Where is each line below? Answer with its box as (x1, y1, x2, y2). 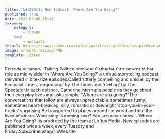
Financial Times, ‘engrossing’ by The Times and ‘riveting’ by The (5, 82, 136, 88)
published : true (5, 12, 38, 17)
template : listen (5, 52, 41, 58)
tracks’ (5, 108, 19, 114)
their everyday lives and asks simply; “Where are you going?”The (5, 92, 137, 98)
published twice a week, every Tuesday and (5, 123, 94, 129)
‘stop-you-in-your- (117, 102, 155, 108)
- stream (23, 30, 41, 35)
